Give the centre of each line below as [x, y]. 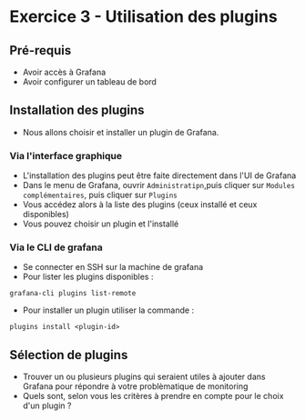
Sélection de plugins [69, 355]
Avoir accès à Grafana [64, 72]
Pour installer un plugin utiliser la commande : [108, 310]
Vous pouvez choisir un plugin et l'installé [101, 224]
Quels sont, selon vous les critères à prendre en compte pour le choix [153, 396]
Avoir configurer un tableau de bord [90, 82]
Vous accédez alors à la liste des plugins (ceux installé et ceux [140, 205]
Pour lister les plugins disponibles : [88, 277]
